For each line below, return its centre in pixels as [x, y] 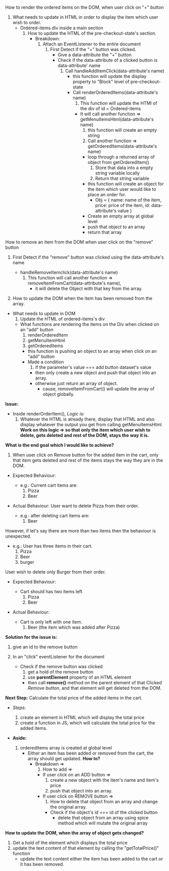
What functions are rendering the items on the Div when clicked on [90, 324]
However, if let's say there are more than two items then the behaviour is [81, 531]
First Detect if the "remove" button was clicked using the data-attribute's [88, 257]
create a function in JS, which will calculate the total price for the [88, 723]
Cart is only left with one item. [51, 622]
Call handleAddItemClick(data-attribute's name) [115, 71]
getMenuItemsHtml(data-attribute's [117, 119]
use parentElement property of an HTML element [79, 677]
